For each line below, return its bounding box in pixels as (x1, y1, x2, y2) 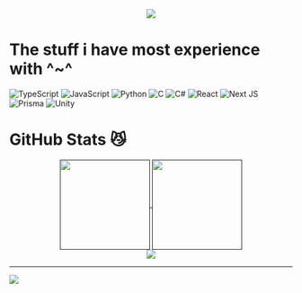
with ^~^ (9, 58, 74, 79)
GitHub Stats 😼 (9, 129, 128, 150)
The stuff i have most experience (9, 40, 261, 60)
